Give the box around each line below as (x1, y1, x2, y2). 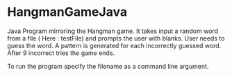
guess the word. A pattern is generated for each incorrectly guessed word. (7, 41, 222, 49)
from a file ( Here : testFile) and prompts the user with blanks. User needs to (7, 34, 225, 42)
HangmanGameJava (7, 4, 127, 20)
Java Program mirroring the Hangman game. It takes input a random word (7, 27, 219, 35)
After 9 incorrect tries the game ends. (7, 49, 115, 57)
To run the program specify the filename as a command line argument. (7, 62, 209, 70)
